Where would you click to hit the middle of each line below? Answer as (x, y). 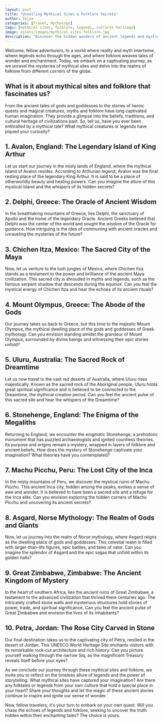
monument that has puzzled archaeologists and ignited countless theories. (80, 439)
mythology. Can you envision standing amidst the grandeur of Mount (74, 334)
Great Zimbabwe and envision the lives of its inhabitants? (62, 613)
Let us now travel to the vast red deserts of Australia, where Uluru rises (76, 379)
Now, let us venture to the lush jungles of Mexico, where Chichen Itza (74, 269)
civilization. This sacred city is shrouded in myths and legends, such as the (80, 279)
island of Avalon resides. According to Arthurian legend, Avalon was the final (81, 171)
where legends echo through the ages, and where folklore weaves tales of (79, 55)
